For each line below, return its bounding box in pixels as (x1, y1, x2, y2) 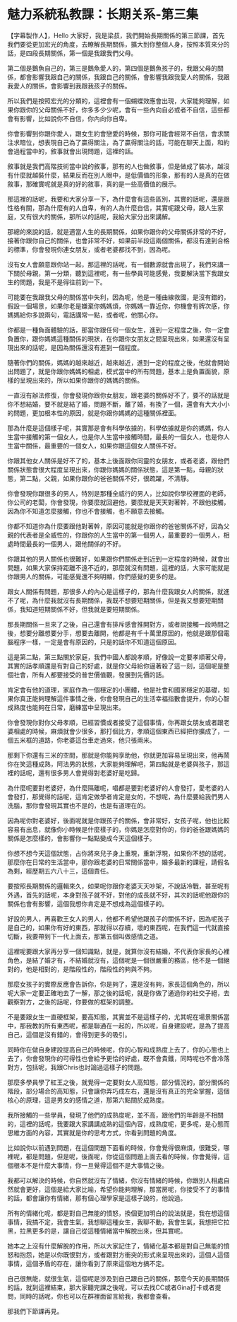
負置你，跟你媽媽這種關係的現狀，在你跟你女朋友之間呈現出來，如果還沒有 (7, 334, 224, 343)
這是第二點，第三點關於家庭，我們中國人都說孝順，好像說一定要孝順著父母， (7, 652, 230, 661)
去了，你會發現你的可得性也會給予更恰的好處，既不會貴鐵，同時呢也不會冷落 (7, 1054, 230, 1062)
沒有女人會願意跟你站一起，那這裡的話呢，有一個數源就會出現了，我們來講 (7, 260, 224, 269)
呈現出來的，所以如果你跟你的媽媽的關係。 (19, 376, 143, 384)
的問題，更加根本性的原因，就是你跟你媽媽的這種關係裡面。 (7, 408, 181, 417)
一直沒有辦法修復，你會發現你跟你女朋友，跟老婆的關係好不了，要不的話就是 (7, 390, 230, 400)
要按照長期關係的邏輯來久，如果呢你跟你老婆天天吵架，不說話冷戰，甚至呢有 (7, 881, 230, 890)
